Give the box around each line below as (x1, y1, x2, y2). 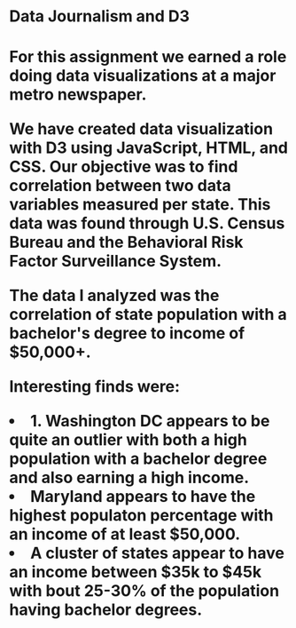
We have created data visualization (9, 119, 273, 139)
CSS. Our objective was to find (9, 157, 238, 177)
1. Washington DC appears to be (30, 411, 270, 432)
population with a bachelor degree (9, 449, 268, 469)
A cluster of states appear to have (30, 544, 285, 563)
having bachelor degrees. (9, 600, 203, 620)
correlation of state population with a (9, 305, 287, 325)
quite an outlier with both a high (9, 430, 248, 450)
